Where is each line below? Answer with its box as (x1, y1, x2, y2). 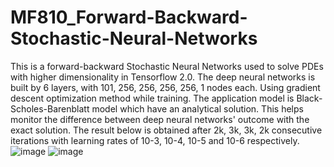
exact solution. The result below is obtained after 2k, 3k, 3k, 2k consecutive (10, 124, 323, 136)
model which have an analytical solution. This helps (91, 102, 304, 115)
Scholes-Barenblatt (10, 102, 90, 115)
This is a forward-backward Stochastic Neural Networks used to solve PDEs (10, 60, 324, 72)
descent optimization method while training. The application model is (10, 92, 295, 104)
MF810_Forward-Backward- (10, 6, 248, 29)
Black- (296, 92, 323, 104)
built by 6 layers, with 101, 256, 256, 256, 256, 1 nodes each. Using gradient (10, 81, 321, 93)
